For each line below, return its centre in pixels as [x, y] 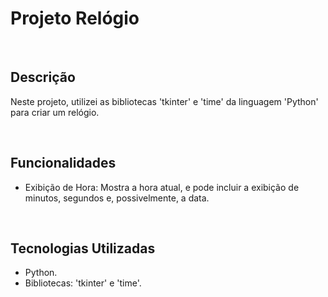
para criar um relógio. [55, 112]
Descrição [43, 77]
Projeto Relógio [75, 18]
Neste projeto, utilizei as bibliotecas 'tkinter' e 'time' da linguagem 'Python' [164, 101]
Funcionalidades [63, 163]
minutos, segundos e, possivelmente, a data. [117, 198]
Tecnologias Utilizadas [83, 248]
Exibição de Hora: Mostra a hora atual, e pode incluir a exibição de [162, 187]
